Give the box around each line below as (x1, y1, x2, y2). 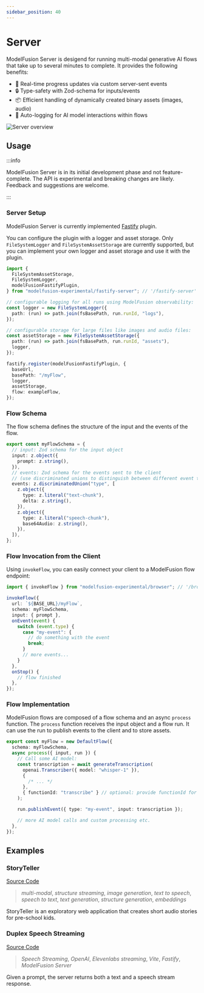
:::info (6, 157, 21, 164)
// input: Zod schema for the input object (12, 447, 123, 453)
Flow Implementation (6, 700, 70, 709)
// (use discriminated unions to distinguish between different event (12, 475, 194, 481)
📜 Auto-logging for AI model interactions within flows (15, 111, 148, 119)
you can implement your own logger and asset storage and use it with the (6, 247, 191, 255)
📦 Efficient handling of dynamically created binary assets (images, (15, 96, 183, 104)
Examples (6, 845, 44, 856)
